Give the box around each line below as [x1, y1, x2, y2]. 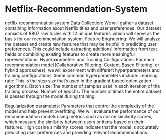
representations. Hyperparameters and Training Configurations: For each [5, 56, 155, 62]
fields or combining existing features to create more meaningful [5, 51, 135, 57]
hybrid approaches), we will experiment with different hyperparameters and [5, 67, 160, 73]
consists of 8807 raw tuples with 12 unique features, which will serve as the [5, 30, 160, 36]
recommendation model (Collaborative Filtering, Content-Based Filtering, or [5, 62, 160, 68]
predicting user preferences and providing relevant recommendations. [5, 129, 149, 135]
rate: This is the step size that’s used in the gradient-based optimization [5, 78, 151, 84]
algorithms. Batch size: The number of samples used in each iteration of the [5, 83, 160, 89]
